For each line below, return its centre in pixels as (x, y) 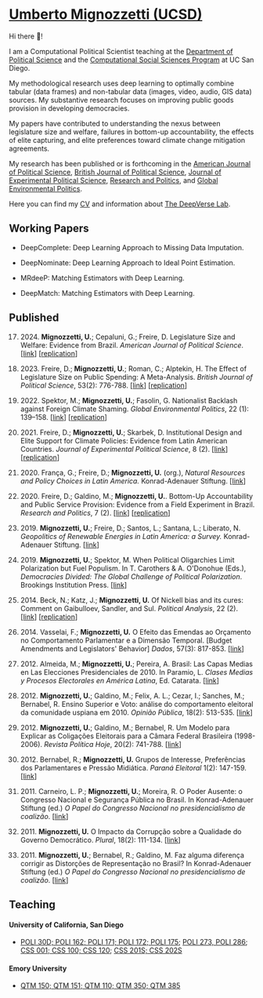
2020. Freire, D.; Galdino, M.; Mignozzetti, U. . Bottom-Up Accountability (137, 496)
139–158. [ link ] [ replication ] (64, 417)
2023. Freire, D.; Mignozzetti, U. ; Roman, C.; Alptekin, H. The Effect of (133, 368)
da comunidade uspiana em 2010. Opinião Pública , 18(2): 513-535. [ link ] (136, 712)
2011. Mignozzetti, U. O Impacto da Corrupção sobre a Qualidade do (131, 831)
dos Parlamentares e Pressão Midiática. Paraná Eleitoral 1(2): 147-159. (133, 767)
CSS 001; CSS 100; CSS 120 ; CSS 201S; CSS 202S (101, 950)
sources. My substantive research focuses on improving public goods (121, 100)
